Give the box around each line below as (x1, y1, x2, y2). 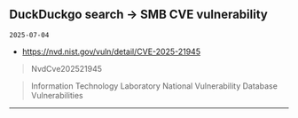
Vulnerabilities (30, 90, 83, 100)
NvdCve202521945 (30, 63, 103, 74)
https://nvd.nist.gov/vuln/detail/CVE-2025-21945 (21, 46, 201, 57)
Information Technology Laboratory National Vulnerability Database (30, 80, 278, 91)
